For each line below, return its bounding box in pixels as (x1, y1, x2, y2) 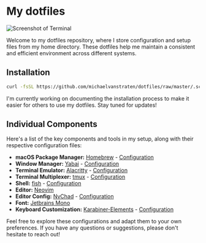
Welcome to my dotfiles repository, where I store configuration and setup (6, 36, 191, 44)
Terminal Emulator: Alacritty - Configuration (15, 167, 128, 174)
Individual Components (6, 119, 97, 129)
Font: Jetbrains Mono (15, 199, 71, 207)
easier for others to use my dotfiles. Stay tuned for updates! (6, 101, 158, 109)
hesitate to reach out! (6, 231, 60, 238)
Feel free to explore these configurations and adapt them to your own (6, 218, 182, 225)
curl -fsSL (6, 83, 34, 90)
